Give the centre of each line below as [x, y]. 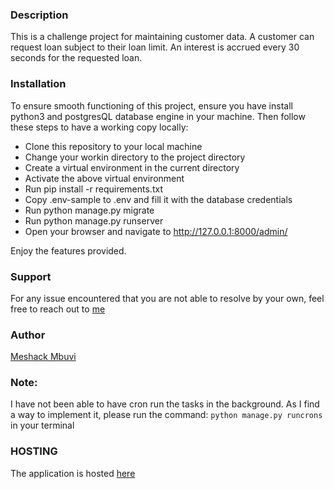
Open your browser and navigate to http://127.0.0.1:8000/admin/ [156, 231]
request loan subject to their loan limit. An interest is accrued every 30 [155, 47]
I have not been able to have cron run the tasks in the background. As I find [165, 404]
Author [28, 335]
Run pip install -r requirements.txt [93, 189]
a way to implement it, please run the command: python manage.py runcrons [166, 415]
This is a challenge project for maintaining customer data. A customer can [162, 37]
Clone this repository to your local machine [113, 146]
